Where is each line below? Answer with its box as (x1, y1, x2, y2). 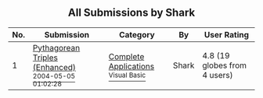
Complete (108, 51, 145, 61)
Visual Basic (108, 70, 146, 79)
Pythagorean (32, 42, 81, 53)
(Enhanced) (32, 61, 77, 72)
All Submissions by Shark (67, 6, 196, 19)
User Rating (204, 29, 249, 40)
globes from (202, 60, 247, 71)
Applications (108, 61, 155, 72)
